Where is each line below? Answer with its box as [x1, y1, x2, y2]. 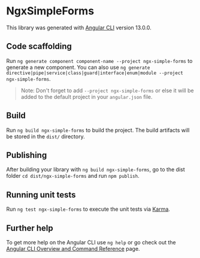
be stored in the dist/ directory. [6, 133, 85, 140]
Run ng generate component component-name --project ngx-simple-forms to [6, 57, 193, 64]
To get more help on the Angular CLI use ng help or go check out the [6, 239, 176, 246]
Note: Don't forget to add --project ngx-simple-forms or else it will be [20, 87, 194, 94]
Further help [6, 223, 54, 233]
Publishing [6, 150, 47, 160]
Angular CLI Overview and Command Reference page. [6, 245, 140, 252]
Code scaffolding [6, 41, 72, 51]
